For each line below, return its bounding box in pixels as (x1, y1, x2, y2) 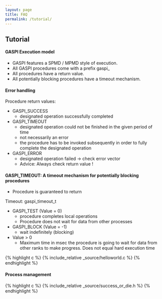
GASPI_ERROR (12, 150, 42, 156)
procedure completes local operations (19, 213, 98, 219)
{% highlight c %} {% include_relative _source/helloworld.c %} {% (5, 255, 140, 261)
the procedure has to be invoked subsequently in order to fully (19, 140, 147, 146)
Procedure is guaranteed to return (12, 189, 82, 195)
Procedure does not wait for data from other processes (19, 219, 133, 225)
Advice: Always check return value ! (19, 161, 93, 167)
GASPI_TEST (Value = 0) (12, 208, 62, 214)
